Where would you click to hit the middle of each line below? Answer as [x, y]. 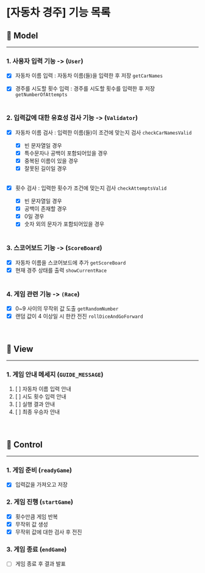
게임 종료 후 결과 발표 [40, 564]
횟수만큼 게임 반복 [36, 516]
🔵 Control [24, 444]
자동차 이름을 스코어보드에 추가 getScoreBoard [70, 262]
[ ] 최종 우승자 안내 [37, 412]
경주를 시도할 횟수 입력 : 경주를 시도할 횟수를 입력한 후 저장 [85, 89]
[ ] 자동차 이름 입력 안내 [43, 389]
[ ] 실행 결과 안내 [35, 404]
